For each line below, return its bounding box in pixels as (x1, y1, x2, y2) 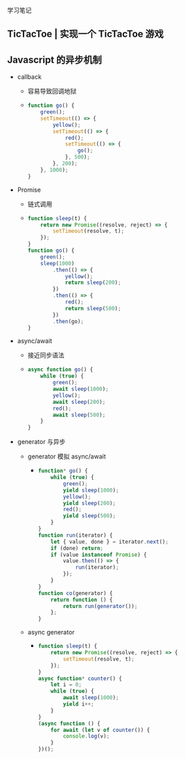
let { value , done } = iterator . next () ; (51, 538, 169, 545)
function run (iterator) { (37, 532, 113, 539)
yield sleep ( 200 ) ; (62, 499, 116, 507)
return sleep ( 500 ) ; (64, 305, 121, 312)
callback (17, 73, 42, 81)
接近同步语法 (27, 351, 64, 359)
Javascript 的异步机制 (7, 54, 103, 66)
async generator (27, 628, 75, 636)
